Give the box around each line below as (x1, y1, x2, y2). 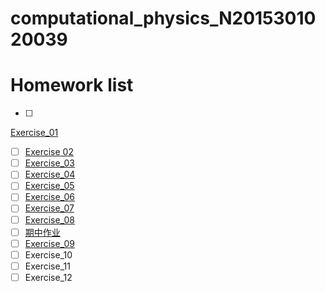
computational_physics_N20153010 (10, 7, 317, 30)
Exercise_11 (24, 260, 71, 272)
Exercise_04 (24, 168, 76, 181)
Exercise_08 (24, 213, 75, 226)
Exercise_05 (24, 180, 75, 192)
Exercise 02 (24, 146, 74, 158)
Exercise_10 (24, 248, 73, 261)
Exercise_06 (24, 191, 75, 203)
